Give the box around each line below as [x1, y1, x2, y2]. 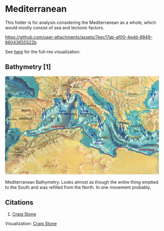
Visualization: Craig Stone [5, 221, 57, 227]
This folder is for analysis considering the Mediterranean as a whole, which [5, 19, 156, 25]
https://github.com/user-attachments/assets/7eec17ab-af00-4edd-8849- [5, 34, 153, 40]
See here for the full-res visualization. [5, 49, 81, 55]
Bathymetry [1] [5, 63, 51, 71]
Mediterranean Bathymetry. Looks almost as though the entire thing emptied [5, 179, 159, 185]
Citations [5, 198, 34, 207]
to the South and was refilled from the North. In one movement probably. [5, 184, 151, 190]
